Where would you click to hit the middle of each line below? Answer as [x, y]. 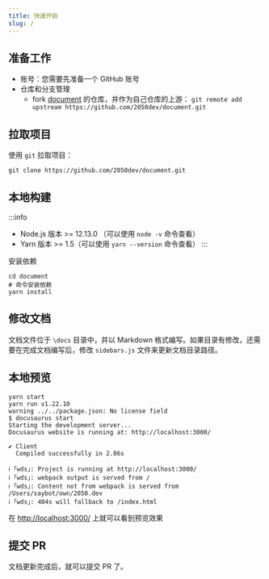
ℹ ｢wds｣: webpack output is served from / [79, 477]
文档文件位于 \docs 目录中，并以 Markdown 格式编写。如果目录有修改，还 [131, 339]
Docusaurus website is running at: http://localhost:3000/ [110, 432]
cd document [28, 276]
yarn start [27, 396]
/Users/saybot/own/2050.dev [56, 493]
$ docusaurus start [41, 418]
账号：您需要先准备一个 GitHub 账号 [80, 79]
